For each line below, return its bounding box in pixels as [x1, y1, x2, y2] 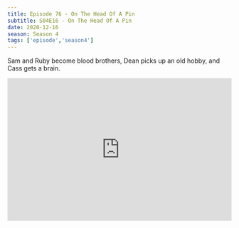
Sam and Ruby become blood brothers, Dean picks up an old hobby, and [7, 56, 221, 65]
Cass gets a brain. [7, 64, 60, 73]
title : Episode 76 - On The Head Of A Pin [7, 10, 135, 18]
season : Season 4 [7, 30, 59, 38]
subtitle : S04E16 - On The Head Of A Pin [7, 17, 132, 24]
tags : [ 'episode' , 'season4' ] [7, 37, 94, 44]
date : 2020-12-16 [7, 24, 59, 31]
